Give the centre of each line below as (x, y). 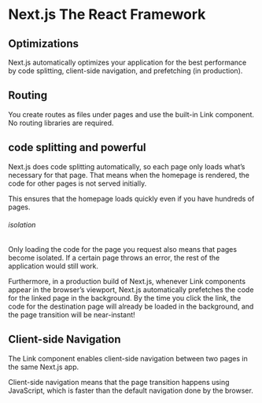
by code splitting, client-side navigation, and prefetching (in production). (125, 71)
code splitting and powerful (77, 148)
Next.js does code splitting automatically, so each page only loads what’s (127, 166)
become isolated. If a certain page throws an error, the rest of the (114, 257)
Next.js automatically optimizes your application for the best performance (127, 62)
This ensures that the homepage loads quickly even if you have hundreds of (131, 198)
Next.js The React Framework (107, 15)
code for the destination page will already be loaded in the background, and (131, 306)
